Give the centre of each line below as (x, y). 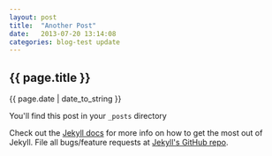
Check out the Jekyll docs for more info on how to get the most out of (136, 133)
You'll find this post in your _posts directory (88, 116)
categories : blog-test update (65, 42)
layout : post (33, 17)
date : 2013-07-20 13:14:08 (63, 33)
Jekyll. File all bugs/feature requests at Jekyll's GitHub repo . (119, 143)
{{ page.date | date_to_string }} (65, 99)
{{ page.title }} (50, 77)
